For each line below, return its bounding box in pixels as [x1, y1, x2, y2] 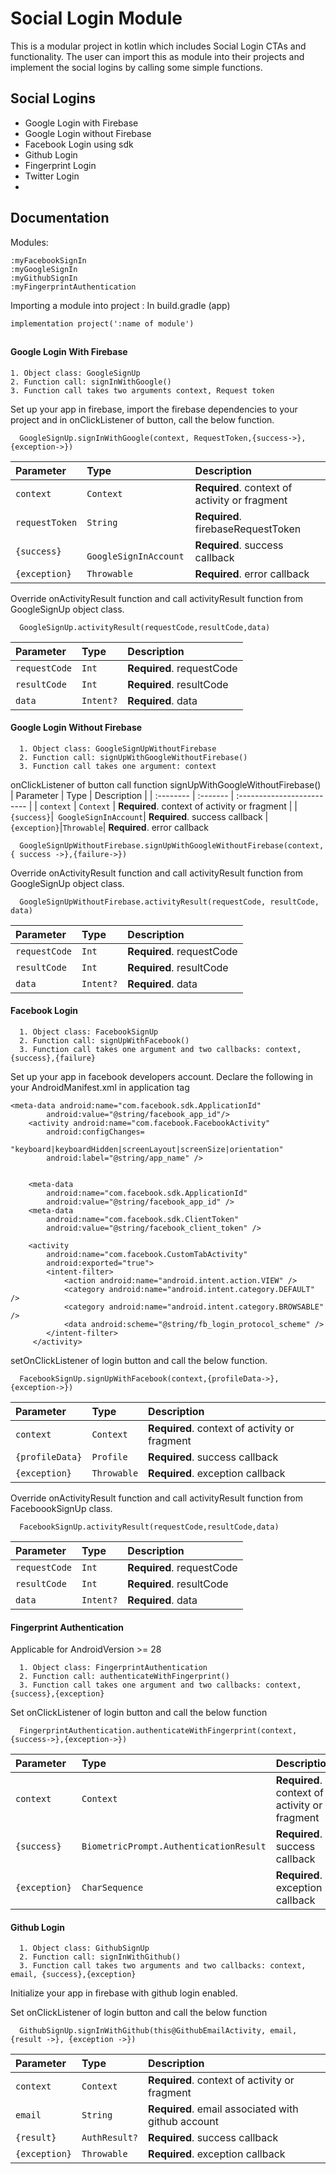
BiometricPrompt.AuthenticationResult [81, 1841, 267, 1852]
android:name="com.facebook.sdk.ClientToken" [46, 1214, 240, 1224]
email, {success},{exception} [10, 1970, 137, 1980]
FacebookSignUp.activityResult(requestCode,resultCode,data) [19, 1522, 280, 1532]
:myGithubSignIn [10, 273, 78, 283]
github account [148, 2115, 220, 2129]
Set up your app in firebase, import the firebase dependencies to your [10, 403, 298, 415]
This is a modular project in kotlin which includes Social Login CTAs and [10, 40, 307, 52]
